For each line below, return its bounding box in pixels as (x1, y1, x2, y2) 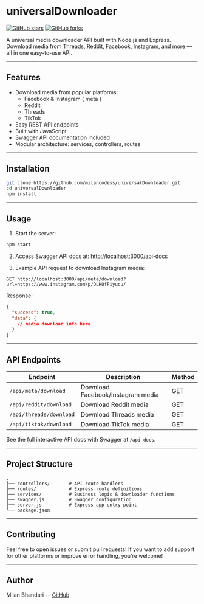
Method (171, 372, 195, 381)
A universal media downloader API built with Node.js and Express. (6, 36, 171, 43)
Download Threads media (80, 410, 154, 418)
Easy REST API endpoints (15, 120, 79, 128)
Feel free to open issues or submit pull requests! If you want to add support (6, 546, 195, 553)
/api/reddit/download (9, 401, 72, 408)
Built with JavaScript (15, 127, 67, 134)
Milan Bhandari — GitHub (6, 591, 70, 599)
